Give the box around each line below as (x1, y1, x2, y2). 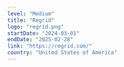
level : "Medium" (7, 10, 55, 17)
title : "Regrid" (7, 17, 55, 24)
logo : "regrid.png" (7, 23, 64, 30)
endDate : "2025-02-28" (7, 36, 74, 43)
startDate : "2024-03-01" (7, 29, 80, 37)
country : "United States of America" (7, 50, 118, 57)
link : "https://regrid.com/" (7, 43, 92, 50)
